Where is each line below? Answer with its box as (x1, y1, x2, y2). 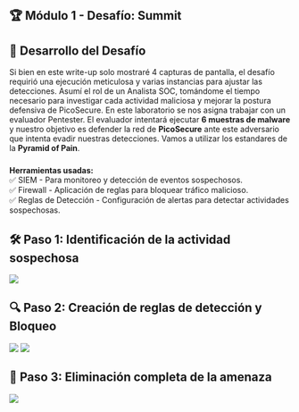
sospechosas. (9, 205, 61, 215)
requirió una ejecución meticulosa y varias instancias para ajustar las (9, 76, 263, 88)
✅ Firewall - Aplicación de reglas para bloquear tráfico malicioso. (9, 185, 249, 196)
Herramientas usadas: (9, 165, 94, 176)
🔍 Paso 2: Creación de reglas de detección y (9, 300, 262, 315)
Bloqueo (9, 319, 57, 334)
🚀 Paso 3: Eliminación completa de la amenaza (9, 370, 272, 385)
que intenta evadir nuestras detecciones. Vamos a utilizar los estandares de (9, 133, 288, 144)
